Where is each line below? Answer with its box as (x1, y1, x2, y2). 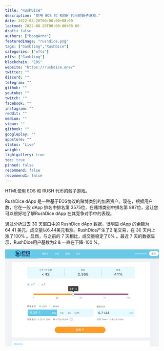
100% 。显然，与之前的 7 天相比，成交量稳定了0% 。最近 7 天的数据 (13, 233, 151, 239)
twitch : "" (5, 95, 27, 100)
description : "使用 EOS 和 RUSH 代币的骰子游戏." (5, 13, 101, 18)
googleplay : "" (5, 132, 36, 137)
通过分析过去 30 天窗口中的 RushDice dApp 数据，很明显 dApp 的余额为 (5, 221, 150, 227)
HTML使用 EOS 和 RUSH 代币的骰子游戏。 (5, 187, 90, 193)
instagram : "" (5, 106, 34, 111)
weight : (5, 147, 21, 152)
